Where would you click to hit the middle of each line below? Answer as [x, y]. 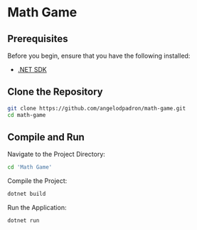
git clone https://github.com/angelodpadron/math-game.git [97, 108]
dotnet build [27, 194]
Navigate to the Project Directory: [56, 155]
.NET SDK [32, 69]
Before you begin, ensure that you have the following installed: [99, 56]
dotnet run [23, 221]
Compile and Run [46, 137]
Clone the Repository [55, 92]
